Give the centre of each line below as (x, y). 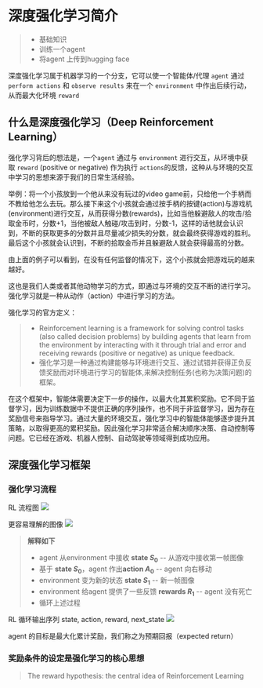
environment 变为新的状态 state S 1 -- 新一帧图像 (117, 581)
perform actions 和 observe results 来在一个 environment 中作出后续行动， (130, 85)
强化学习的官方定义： (42, 312)
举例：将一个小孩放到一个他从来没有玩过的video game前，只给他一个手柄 (126, 194)
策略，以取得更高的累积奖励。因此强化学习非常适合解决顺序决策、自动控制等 (131, 428)
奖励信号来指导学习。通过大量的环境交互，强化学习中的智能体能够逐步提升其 (131, 418)
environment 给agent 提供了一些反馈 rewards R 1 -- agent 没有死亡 (146, 592)
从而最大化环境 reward (44, 95)
